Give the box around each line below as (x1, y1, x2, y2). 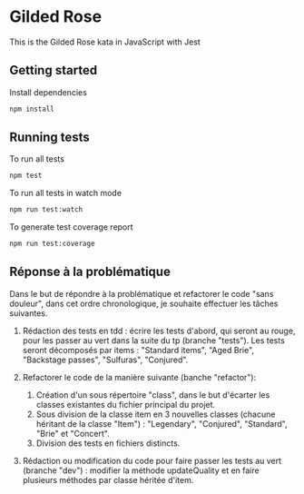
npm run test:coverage (9, 239, 95, 249)
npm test (9, 171, 43, 181)
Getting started (9, 63, 98, 78)
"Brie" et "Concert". (35, 428, 111, 439)
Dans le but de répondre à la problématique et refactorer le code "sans (9, 288, 274, 299)
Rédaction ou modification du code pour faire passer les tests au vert (22, 455, 282, 466)
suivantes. (9, 307, 48, 319)
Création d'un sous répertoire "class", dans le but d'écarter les (35, 389, 270, 400)
